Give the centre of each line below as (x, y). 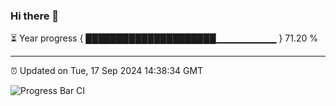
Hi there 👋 (35, 16)
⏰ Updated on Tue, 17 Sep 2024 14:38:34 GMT (107, 71)
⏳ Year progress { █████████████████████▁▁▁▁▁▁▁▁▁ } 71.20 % (164, 38)
